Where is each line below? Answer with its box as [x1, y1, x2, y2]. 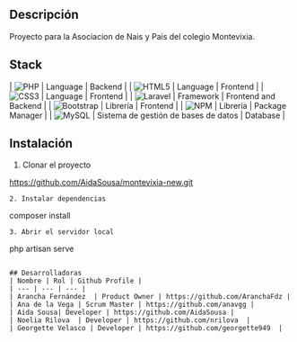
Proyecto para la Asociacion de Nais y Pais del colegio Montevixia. [9, 31, 256, 41]
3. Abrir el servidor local [9, 228, 115, 237]
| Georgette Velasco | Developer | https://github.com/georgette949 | [9, 324, 283, 333]
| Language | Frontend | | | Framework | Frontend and [40, 90, 276, 102]
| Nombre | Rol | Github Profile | [9, 276, 143, 286]
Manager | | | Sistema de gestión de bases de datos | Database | [9, 110, 285, 121]
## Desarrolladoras [9, 269, 83, 278]
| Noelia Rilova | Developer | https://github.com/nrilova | [9, 316, 251, 325]
